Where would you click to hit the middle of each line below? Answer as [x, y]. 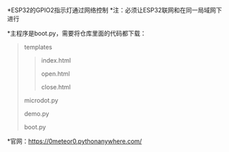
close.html [56, 87]
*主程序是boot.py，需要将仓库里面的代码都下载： [77, 33]
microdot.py [41, 100]
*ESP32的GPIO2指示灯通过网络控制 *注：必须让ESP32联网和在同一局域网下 [115, 10]
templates [38, 47]
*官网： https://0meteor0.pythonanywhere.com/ [75, 141]
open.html [55, 74]
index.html [56, 60]
